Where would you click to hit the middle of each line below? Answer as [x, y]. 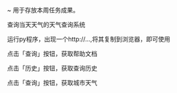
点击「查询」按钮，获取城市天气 [52, 83]
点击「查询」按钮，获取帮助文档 [52, 54]
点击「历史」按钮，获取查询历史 [52, 68]
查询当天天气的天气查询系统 [46, 25]
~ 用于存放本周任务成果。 [43, 10]
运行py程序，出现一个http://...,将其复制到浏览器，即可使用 [88, 39]
